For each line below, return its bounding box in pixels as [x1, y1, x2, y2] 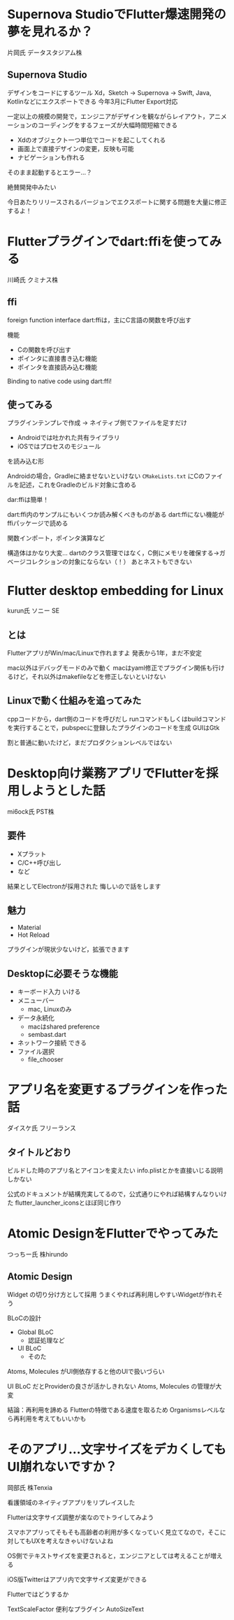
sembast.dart [27, 1031, 66, 1039]
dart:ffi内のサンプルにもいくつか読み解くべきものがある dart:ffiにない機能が [7, 510, 225, 519]
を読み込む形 [7, 457, 44, 466]
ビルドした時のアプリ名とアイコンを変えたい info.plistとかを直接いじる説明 [7, 1166, 224, 1175]
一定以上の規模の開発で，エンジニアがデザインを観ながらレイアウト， [7, 112, 210, 120]
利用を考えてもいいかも [19, 1414, 87, 1423]
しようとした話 [20, 783, 106, 799]
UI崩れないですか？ [7, 1458, 117, 1475]
